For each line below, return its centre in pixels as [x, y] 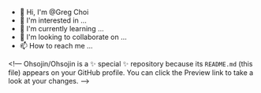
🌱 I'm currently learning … [62, 29]
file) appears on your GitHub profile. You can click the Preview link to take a [131, 73]
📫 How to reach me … [56, 46]
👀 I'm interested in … [53, 20]
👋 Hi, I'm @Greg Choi [54, 12]
